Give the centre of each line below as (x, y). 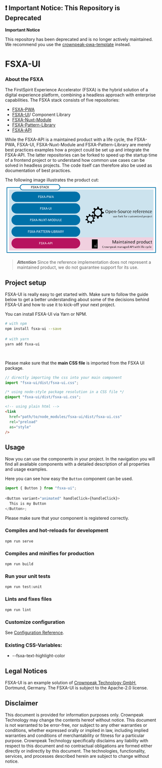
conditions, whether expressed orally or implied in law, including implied (77, 730)
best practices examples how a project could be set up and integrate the (77, 150)
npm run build (19, 564)
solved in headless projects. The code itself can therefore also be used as (79, 165)
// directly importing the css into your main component (64, 377)
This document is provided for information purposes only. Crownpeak (74, 715)
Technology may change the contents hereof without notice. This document (81, 720)
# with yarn (17, 339)
